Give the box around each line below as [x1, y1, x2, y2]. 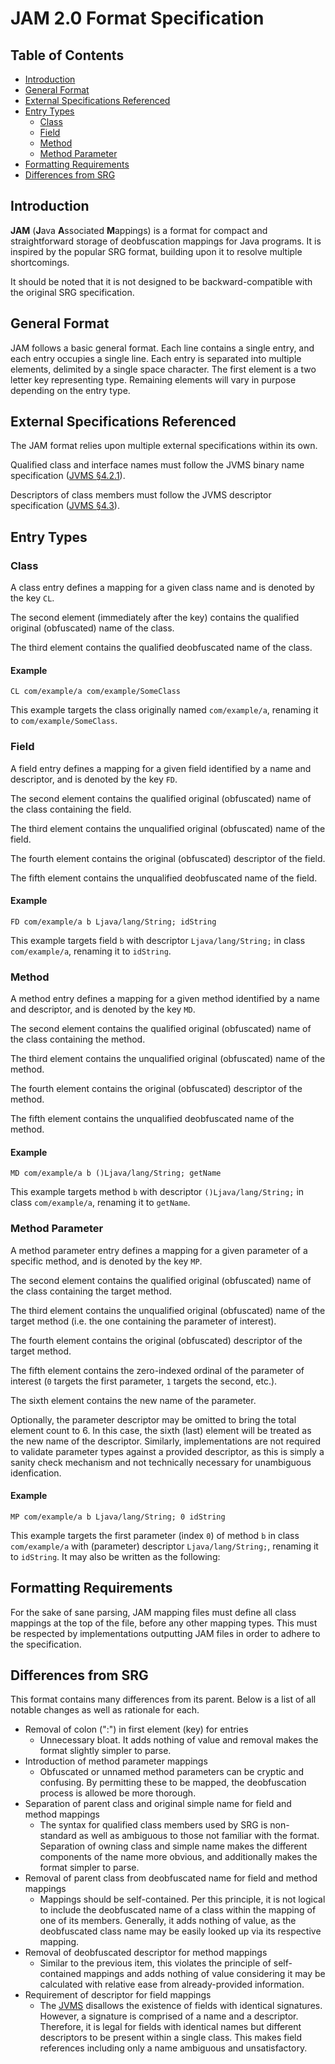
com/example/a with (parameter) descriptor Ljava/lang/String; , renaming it [10, 1540, 319, 1552]
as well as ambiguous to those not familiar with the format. [78, 1830, 320, 1842]
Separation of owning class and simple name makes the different [39, 1840, 308, 1852]
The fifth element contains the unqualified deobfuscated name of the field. [10, 872, 318, 884]
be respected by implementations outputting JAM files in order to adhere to [10, 1627, 321, 1639]
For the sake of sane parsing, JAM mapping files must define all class [10, 1606, 297, 1618]
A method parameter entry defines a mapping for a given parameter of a [10, 1244, 308, 1256]
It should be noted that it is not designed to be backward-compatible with [10, 275, 313, 287]
